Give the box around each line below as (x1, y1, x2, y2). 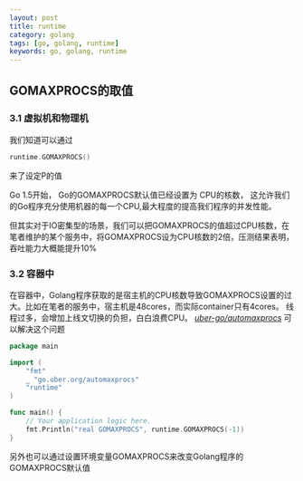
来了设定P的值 (9, 169, 62, 181)
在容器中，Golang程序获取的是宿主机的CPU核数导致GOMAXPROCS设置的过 (9, 289, 292, 300)
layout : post (9, 13, 59, 23)
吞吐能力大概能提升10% (9, 242, 98, 254)
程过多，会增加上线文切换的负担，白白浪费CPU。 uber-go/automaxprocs (9, 312, 282, 322)
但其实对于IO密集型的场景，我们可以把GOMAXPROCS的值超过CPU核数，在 (9, 219, 289, 231)
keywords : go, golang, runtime (9, 47, 128, 56)
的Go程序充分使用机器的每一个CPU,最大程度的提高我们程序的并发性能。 (9, 200, 277, 211)
